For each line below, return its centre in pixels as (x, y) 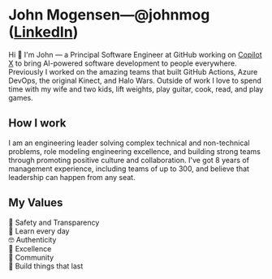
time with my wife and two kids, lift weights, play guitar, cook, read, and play (136, 89)
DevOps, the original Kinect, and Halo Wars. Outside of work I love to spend (135, 80)
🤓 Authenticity (32, 239)
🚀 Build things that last (46, 266)
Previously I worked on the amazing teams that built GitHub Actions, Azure (133, 71)
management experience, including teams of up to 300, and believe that (129, 169)
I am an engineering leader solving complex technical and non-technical (129, 143)
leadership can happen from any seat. (72, 177)
